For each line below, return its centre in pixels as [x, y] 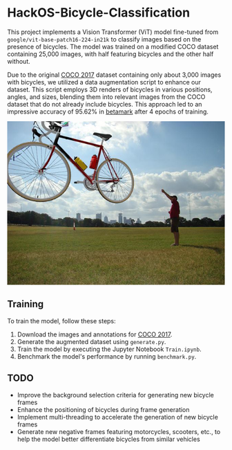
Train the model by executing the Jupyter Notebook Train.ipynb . [109, 349]
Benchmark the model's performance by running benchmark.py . [107, 356]
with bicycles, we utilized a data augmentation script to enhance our [104, 82]
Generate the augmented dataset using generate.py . [91, 341]
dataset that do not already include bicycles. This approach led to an [105, 104]
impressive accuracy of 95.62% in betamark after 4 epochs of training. [108, 111]
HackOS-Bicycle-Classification [99, 13]
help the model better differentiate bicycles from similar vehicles [108, 439]
